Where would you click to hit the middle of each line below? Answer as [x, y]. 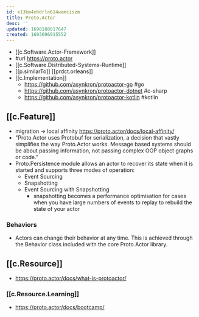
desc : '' [17, 23]
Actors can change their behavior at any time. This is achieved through [104, 238]
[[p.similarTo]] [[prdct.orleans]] [54, 71]
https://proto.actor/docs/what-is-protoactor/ [71, 279]
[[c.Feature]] [31, 116]
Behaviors [22, 224]
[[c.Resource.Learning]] [43, 294]
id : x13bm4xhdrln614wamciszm [43, 12]
